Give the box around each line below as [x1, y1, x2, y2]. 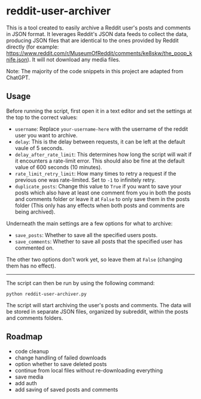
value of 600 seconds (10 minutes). [14, 163, 103, 170]
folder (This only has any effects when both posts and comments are [14, 202, 185, 209]
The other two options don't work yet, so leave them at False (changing [6, 256, 182, 263]
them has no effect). [6, 262, 56, 269]
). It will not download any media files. [27, 56, 121, 63]
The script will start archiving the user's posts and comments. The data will [6, 301, 191, 308]
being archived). [14, 208, 56, 215]
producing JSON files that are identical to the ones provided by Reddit [6, 37, 179, 44]
